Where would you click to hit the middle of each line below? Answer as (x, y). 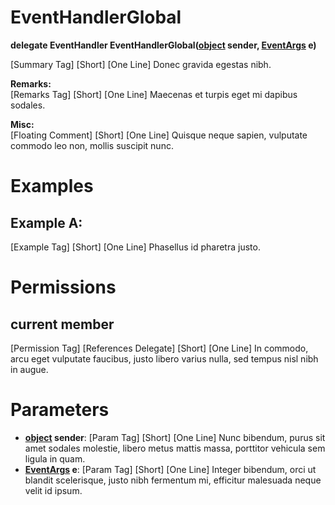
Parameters (60, 410)
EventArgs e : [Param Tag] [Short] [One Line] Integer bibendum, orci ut (170, 469)
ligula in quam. (55, 458)
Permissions (63, 287)
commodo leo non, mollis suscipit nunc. (92, 145)
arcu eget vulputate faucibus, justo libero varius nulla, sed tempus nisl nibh (164, 358)
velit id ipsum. (53, 490)
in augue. (29, 369)
